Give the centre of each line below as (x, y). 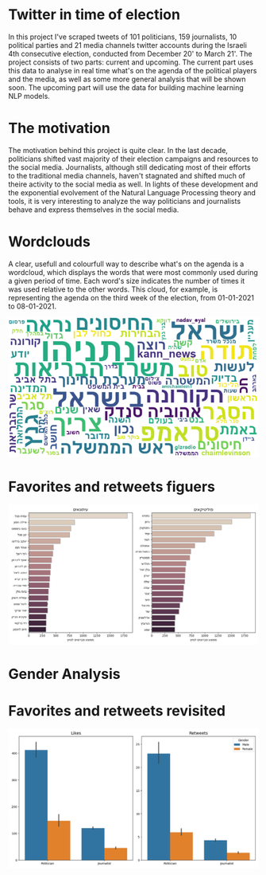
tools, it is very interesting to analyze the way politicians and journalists (124, 201)
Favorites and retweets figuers (112, 487)
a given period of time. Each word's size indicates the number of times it (127, 281)
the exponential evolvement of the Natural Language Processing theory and (132, 192)
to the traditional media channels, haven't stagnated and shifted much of (127, 175)
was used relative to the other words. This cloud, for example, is (113, 289)
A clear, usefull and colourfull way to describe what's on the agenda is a (126, 264)
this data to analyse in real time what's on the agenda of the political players (133, 70)
